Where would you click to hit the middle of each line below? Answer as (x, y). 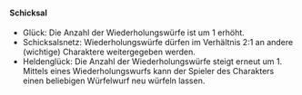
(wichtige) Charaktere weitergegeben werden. (109, 52)
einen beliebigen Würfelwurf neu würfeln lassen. (114, 81)
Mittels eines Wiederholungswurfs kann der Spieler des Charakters (148, 71)
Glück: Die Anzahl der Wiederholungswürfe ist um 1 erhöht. (134, 33)
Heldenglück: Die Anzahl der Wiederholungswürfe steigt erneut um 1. (152, 62)
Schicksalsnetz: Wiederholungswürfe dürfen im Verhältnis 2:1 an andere (158, 43)
